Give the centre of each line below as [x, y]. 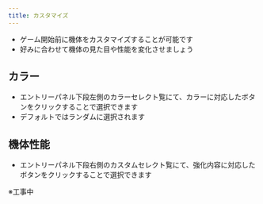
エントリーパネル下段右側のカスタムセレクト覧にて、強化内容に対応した [137, 165]
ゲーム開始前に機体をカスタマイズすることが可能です [106, 39]
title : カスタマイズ [38, 15]
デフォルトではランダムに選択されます [82, 117]
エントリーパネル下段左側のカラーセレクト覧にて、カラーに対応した [130, 97]
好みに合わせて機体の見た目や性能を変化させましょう [107, 49]
